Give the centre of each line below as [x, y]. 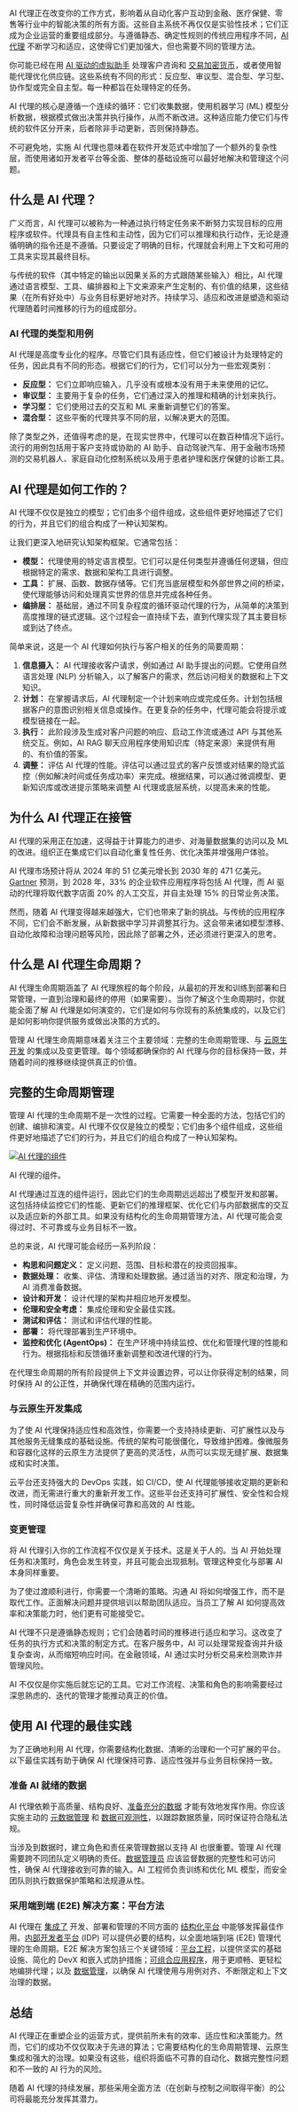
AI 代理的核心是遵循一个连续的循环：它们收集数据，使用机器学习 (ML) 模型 [145, 106]
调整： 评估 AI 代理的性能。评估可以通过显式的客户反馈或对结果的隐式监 [153, 764]
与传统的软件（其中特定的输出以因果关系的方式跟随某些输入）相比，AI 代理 [146, 275]
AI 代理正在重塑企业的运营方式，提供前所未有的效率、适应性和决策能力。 [142, 2036]
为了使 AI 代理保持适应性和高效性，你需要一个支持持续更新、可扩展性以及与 [147, 1429]
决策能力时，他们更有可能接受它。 [86, 1613]
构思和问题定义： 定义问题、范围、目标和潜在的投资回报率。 [132, 1265]
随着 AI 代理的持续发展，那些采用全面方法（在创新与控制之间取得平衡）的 [143, 2088]
